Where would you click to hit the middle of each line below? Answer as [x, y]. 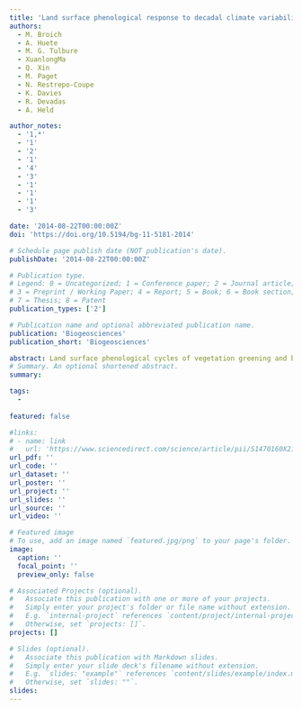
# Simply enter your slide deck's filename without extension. [134, 666]
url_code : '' [34, 466]
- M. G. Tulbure [48, 51]
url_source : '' [38, 508]
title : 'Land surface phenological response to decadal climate [132, 18]
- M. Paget [38, 77]
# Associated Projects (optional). [76, 591]
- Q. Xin [34, 68]
